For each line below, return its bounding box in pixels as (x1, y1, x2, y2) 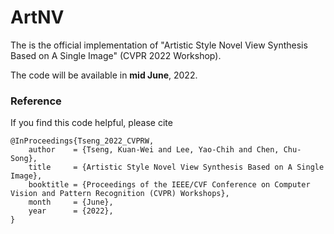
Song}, (10, 154, 38, 164)
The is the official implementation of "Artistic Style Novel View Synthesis (10, 39, 308, 51)
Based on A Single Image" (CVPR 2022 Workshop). (10, 49, 222, 61)
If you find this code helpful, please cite (10, 117, 173, 129)
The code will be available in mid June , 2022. (10, 69, 198, 81)
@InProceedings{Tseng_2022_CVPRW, (10, 136, 155, 146)
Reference (10, 94, 62, 108)
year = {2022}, (28, 206, 114, 216)
